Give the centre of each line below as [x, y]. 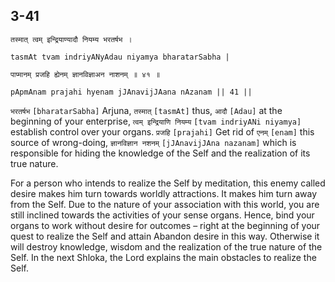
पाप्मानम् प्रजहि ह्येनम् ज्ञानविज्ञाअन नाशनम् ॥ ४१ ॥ [85, 74]
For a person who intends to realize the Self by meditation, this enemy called [168, 183]
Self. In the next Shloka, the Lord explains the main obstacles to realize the [163, 257]
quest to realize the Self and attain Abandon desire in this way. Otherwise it [165, 236]
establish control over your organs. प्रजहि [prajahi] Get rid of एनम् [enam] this [162, 131]
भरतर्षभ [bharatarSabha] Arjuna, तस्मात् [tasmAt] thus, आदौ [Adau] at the [146, 110]
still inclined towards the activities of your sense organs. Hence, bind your [162, 215]
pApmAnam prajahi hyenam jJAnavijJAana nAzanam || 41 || [131, 92]
